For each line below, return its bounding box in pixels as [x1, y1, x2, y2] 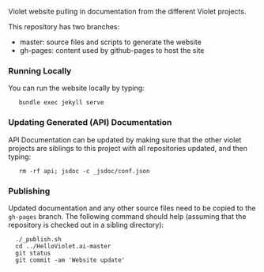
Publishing [8, 185, 51, 196]
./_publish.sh [15, 235, 62, 244]
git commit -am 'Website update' [15, 256, 126, 264]
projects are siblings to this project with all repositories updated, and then [8, 143, 247, 153]
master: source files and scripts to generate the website [19, 37, 202, 47]
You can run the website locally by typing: [8, 83, 145, 93]
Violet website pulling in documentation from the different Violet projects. [8, 7, 247, 16]
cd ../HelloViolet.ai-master [15, 242, 111, 250]
